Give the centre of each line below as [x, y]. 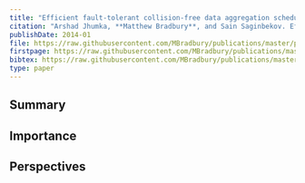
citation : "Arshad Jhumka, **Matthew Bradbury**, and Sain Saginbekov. [148, 26]
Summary [38, 105]
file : [20, 43]
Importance [43, 135]
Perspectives [48, 167]
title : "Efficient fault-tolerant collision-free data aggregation [140, 18]
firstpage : [30, 52]
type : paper [32, 69]
